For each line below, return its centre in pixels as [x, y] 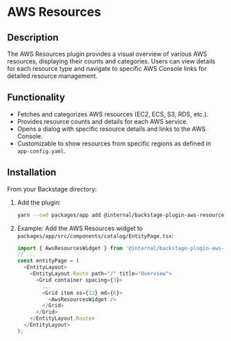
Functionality [36, 97]
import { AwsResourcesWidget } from [70, 248]
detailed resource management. [52, 76]
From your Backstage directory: [52, 189]
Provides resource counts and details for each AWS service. [102, 121]
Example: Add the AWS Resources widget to [80, 228]
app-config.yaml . [41, 151]
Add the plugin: [39, 202]
